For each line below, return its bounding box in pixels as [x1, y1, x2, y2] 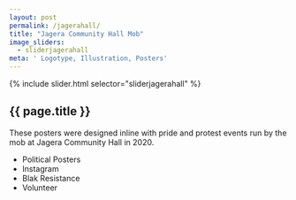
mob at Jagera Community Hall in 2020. [9, 136, 155, 147]
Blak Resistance [21, 173, 80, 183]
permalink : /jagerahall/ [9, 21, 101, 30]
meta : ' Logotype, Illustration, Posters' [9, 54, 168, 63]
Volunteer [21, 182, 58, 193]
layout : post [9, 12, 57, 22]
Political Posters [21, 154, 81, 165]
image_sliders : [9, 37, 65, 47]
